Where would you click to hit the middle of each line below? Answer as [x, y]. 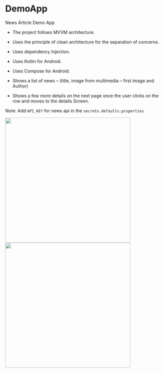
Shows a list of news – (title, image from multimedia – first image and [83, 80]
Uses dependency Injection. [41, 51]
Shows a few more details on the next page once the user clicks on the [85, 95]
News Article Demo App [30, 22]
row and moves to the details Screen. [51, 101]
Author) [20, 86]
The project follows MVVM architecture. [53, 32]
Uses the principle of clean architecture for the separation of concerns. [86, 42]
